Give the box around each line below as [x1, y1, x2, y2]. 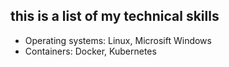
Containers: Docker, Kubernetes [24, 45, 157, 57]
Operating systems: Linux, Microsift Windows [24, 34, 212, 46]
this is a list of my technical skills [10, 8, 220, 25]
